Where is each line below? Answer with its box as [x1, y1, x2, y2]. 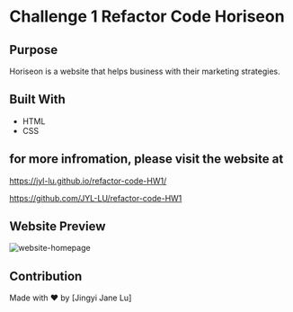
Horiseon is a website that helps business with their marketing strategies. [9, 66, 280, 76]
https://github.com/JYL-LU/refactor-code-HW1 [9, 192, 182, 203]
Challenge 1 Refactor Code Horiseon [9, 6, 285, 27]
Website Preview [9, 218, 106, 235]
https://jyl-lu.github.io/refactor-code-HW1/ [9, 175, 167, 186]
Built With [9, 92, 66, 107]
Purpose [9, 42, 58, 58]
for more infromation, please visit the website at [9, 151, 284, 167]
